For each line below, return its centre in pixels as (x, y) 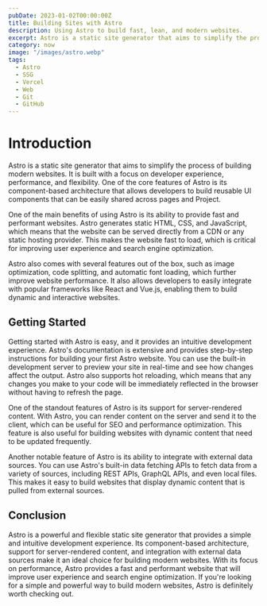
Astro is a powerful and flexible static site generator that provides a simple (130, 535)
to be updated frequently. (50, 441)
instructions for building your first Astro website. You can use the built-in (127, 358)
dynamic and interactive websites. (64, 298)
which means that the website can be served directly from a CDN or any (126, 232)
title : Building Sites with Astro (66, 23)
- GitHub (30, 104)
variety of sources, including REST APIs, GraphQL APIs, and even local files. (133, 473)
